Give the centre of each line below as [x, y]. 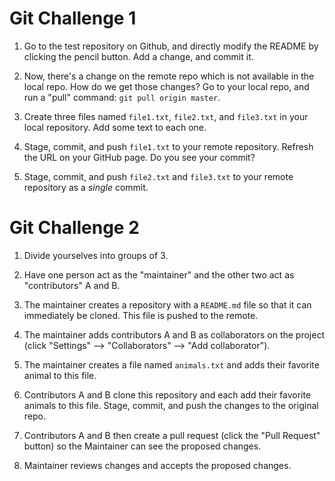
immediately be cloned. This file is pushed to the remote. [141, 315]
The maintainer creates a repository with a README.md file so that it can [167, 304]
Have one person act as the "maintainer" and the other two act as [159, 274]
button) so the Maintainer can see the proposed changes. [142, 446]
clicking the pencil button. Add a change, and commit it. [138, 56]
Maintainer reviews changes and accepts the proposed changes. [157, 465]
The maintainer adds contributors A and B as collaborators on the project [174, 334]
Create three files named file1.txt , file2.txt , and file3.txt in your [166, 116]
